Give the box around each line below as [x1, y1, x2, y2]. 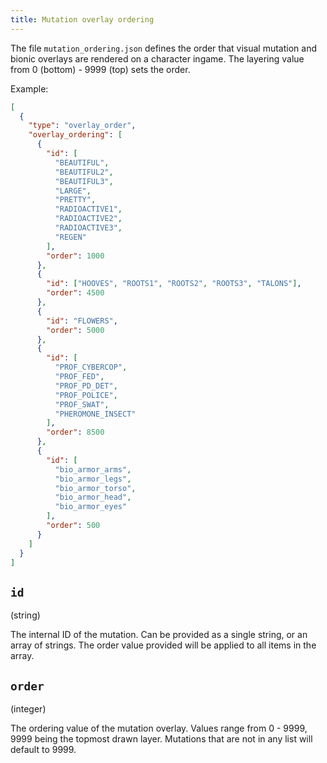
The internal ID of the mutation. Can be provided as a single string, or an [10, 629, 308, 641]
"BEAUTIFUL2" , [54, 167, 114, 177]
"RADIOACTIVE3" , [54, 223, 123, 233]
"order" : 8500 [46, 427, 105, 438]
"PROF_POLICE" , [54, 390, 118, 400]
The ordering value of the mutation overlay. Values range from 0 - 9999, [10, 722, 308, 734]
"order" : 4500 [46, 288, 105, 298]
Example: [10, 82, 49, 95]
